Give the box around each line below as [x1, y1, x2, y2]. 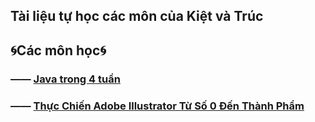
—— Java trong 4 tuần [10, 72, 121, 86]
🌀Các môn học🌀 [10, 42, 107, 59]
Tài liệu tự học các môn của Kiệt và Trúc [10, 8, 264, 25]
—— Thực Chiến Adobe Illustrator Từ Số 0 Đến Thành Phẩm [10, 99, 305, 113]
